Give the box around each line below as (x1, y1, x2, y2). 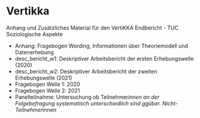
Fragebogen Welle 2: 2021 (14, 87, 80, 94)
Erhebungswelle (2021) (14, 74, 73, 81)
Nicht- (162, 99, 178, 107)
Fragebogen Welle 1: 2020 (14, 80, 80, 88)
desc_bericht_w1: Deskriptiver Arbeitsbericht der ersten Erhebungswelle (14, 55, 194, 62)
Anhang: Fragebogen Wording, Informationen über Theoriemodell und (14, 42, 188, 49)
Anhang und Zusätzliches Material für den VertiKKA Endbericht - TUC (6, 24, 179, 31)
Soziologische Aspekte (6, 30, 63, 37)
